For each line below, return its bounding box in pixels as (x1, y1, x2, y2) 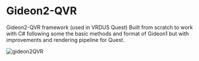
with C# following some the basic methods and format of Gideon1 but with (6, 30, 189, 37)
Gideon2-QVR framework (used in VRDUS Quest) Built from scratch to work (6, 24, 194, 31)
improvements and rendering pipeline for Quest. (6, 36, 125, 43)
